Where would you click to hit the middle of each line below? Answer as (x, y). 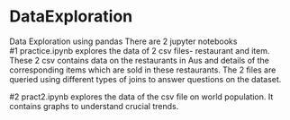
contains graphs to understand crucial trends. (94, 106)
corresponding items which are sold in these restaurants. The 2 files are (143, 70)
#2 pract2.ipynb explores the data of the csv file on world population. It (141, 97)
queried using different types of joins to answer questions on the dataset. (145, 79)
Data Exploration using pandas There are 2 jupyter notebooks (123, 41)
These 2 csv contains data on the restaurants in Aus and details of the (140, 60)
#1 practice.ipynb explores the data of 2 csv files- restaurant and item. (140, 50)
